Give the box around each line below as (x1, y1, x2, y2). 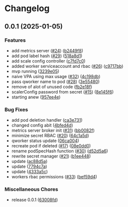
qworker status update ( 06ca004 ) (11, 138, 79, 143)
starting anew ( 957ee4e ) (11, 94, 61, 100)
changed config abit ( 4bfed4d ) (11, 122, 73, 128)
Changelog (4, 3, 50, 14)
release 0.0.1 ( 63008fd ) (11, 197, 58, 203)
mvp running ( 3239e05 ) (11, 68, 59, 74)
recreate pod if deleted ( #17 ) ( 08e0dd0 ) (11, 143, 91, 149)
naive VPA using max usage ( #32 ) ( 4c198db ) (11, 73, 100, 79)
